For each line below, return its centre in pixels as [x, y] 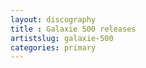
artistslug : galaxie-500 [62, 38]
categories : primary [53, 47]
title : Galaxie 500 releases [73, 29]
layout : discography [53, 19]
